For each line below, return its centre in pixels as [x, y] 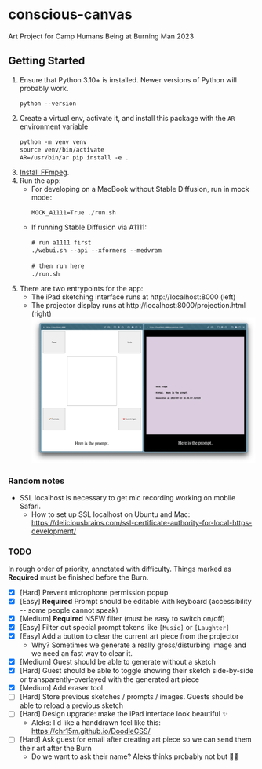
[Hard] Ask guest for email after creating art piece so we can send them [136, 739]
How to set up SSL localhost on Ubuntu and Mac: [111, 514]
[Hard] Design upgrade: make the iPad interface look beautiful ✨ [124, 714]
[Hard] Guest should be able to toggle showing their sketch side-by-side [136, 671]
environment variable [54, 126]
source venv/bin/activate [62, 150]
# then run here [58, 266]
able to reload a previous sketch [71, 705]
